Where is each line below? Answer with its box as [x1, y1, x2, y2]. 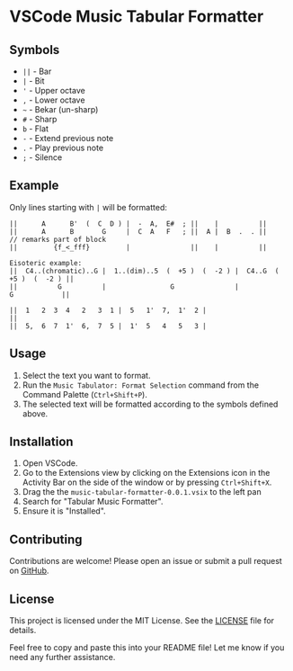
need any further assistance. [9, 652, 116, 663]
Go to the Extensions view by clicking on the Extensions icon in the [22, 468, 271, 479]
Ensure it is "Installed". [22, 505, 106, 516]
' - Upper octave [22, 85, 85, 95]
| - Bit [22, 76, 45, 86]
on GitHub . [9, 565, 49, 577]
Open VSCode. [22, 458, 78, 469]
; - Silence [22, 152, 63, 163]
